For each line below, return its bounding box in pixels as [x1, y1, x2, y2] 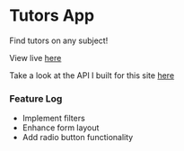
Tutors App [9, 5, 95, 26]
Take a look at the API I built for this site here [9, 69, 175, 81]
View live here [9, 52, 62, 63]
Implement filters [22, 113, 85, 124]
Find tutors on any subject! [9, 35, 109, 46]
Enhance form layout [22, 122, 100, 133]
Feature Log [9, 92, 63, 104]
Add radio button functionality [22, 132, 134, 143]
